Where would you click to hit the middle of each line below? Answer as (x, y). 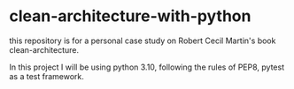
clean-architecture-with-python (130, 16)
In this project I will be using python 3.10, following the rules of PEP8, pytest (147, 67)
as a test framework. (46, 76)
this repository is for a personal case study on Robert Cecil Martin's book (143, 41)
